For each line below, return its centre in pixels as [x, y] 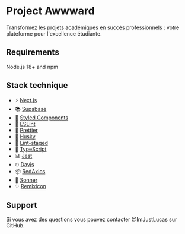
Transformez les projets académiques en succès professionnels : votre [93, 27]
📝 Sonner [26, 180]
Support [22, 205]
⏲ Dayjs [24, 164]
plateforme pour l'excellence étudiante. [54, 33]
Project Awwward [50, 11]
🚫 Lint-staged [31, 143]
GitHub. [15, 226]
